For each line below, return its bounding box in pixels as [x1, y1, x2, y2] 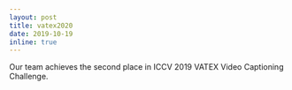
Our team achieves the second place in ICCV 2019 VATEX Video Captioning [9, 62, 284, 72]
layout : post [9, 12, 58, 22]
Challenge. [9, 71, 49, 82]
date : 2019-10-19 [9, 29, 73, 38]
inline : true [9, 37, 58, 47]
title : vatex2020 [9, 21, 73, 30]
